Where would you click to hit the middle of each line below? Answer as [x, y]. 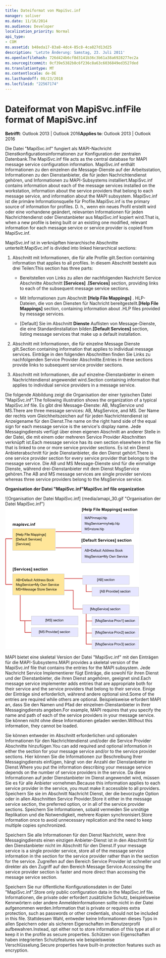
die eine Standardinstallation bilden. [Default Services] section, [84, 329]
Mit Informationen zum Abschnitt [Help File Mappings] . [77, 298]
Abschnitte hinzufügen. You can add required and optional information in [79, 746]
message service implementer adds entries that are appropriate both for [79, 683]
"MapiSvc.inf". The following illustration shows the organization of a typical [81, 400]
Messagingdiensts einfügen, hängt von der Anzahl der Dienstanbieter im [79, 762]
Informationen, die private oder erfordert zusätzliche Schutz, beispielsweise [83, 897]
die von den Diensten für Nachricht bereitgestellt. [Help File [98, 303]
